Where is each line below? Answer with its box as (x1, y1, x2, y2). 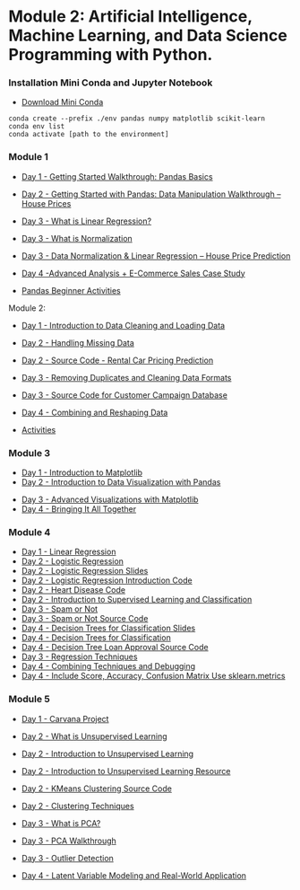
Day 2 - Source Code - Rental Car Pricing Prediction (21, 355, 214, 366)
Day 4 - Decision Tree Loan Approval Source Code (21, 642, 209, 653)
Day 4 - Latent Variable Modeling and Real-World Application (21, 869, 247, 881)
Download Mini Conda (21, 97, 104, 108)
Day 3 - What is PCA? (21, 817, 101, 828)
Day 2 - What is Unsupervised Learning (21, 730, 167, 742)
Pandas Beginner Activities (21, 285, 122, 295)
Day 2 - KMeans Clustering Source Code (21, 783, 172, 794)
